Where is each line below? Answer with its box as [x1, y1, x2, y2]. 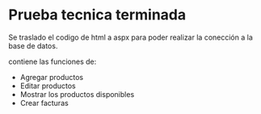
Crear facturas [19, 98, 69, 108]
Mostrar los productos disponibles [19, 89, 135, 99]
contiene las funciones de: [8, 57, 97, 66]
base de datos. [8, 40, 58, 50]
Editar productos [19, 81, 76, 91]
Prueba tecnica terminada [8, 6, 187, 24]
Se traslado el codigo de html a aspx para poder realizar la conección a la [8, 32, 253, 42]
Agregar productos [19, 72, 83, 82]
